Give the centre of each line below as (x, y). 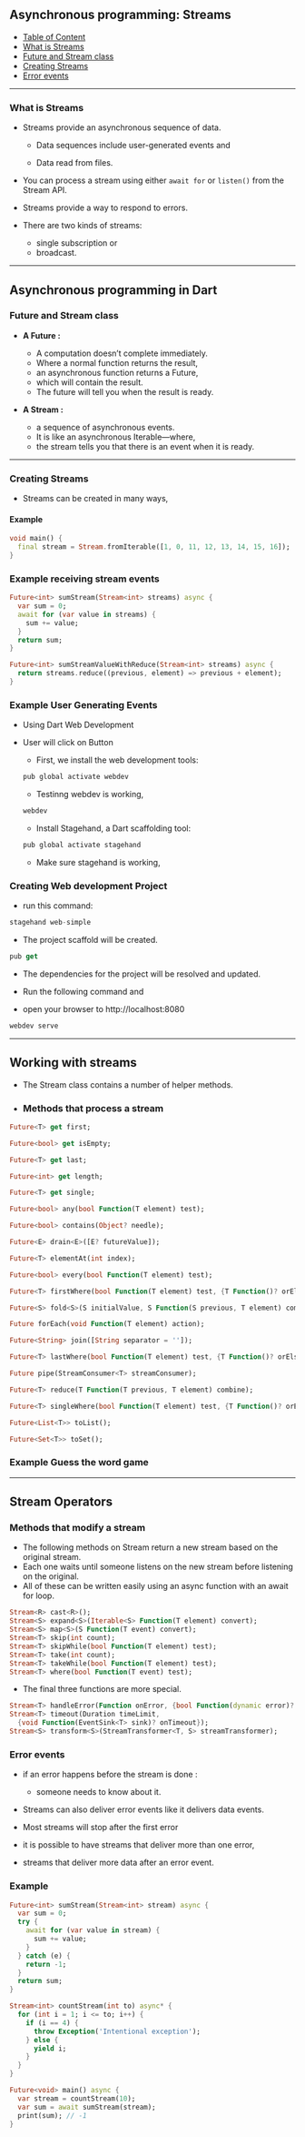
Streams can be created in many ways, (95, 499)
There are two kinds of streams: (82, 226)
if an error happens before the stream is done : (110, 1775)
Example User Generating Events (84, 704)
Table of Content (54, 36)
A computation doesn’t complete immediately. (122, 353)
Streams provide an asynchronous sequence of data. (122, 127)
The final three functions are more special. (102, 1689)
